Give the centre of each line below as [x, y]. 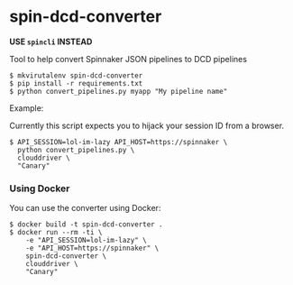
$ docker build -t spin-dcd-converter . [87, 225]
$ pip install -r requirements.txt [76, 83]
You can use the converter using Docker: [85, 208]
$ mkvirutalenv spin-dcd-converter [76, 75]
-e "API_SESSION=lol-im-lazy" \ [86, 241]
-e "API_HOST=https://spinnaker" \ [92, 248]
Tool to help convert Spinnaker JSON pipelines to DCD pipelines [128, 59]
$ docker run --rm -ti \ [56, 233]
